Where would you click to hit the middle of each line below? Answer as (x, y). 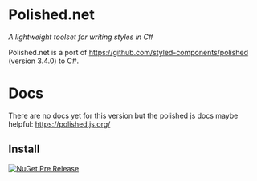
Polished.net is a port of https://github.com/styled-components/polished (128, 52)
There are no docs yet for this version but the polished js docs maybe (123, 115)
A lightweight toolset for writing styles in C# (81, 37)
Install (24, 149)
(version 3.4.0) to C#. (43, 61)
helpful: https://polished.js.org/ (59, 124)
